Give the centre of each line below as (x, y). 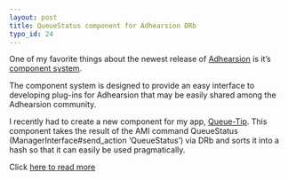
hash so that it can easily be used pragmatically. (97, 150)
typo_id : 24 (31, 34)
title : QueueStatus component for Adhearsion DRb (103, 26)
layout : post (33, 17)
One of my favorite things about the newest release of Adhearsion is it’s (140, 59)
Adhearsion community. (53, 105)
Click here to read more (52, 167)
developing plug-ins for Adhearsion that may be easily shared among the (143, 95)
